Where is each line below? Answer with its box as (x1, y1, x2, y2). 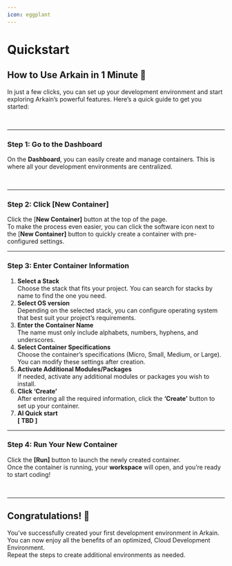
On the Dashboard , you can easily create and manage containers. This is (7, 155, 215, 163)
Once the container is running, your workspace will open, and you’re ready (7, 463, 221, 471)
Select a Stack (17, 276, 60, 285)
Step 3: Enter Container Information (7, 261, 130, 271)
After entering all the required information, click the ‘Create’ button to (17, 394, 215, 402)
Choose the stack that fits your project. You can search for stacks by (17, 284, 213, 292)
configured (7, 237, 39, 245)
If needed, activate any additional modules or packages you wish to (17, 372, 210, 380)
